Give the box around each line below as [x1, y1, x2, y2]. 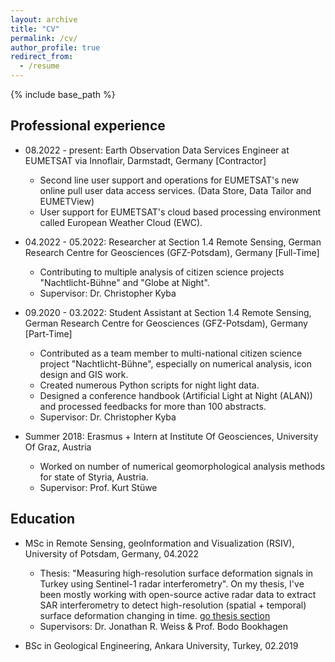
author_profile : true [10, 42, 101, 53]
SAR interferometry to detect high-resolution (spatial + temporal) [39, 599, 307, 611]
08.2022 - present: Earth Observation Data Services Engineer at [24, 144, 290, 156]
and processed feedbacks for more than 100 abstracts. [39, 400, 267, 412]
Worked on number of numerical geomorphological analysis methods [39, 460, 326, 472]
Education [10, 511, 76, 528]
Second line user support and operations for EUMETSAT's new [39, 174, 300, 186]
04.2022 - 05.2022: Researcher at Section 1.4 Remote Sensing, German [24, 236, 322, 248]
